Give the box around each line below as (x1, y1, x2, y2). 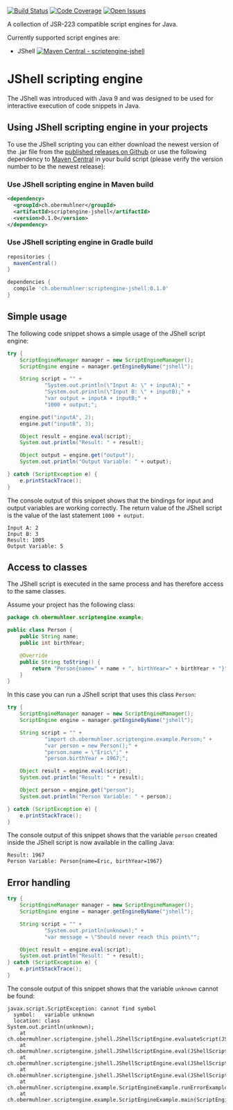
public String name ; (19, 633, 79, 640)
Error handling (7, 877, 71, 889)
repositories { (7, 253, 51, 260)
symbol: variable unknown (13, 1011, 95, 1018)
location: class (13, 1017, 60, 1024)
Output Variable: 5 (7, 542, 64, 550)
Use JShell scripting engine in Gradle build (7, 237, 154, 247)
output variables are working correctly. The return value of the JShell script (7, 503, 223, 512)
